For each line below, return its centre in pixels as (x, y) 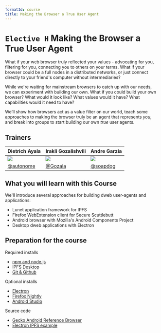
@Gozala (56, 166)
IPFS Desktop (26, 267)
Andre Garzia (106, 151)
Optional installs (21, 281)
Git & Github (24, 272)
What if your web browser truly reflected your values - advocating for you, (80, 62)
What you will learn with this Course (61, 183)
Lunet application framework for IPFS (49, 210)
